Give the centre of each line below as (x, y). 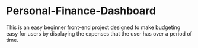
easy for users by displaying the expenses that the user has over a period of (99, 33)
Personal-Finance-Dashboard (81, 11)
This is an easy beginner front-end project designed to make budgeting (93, 27)
